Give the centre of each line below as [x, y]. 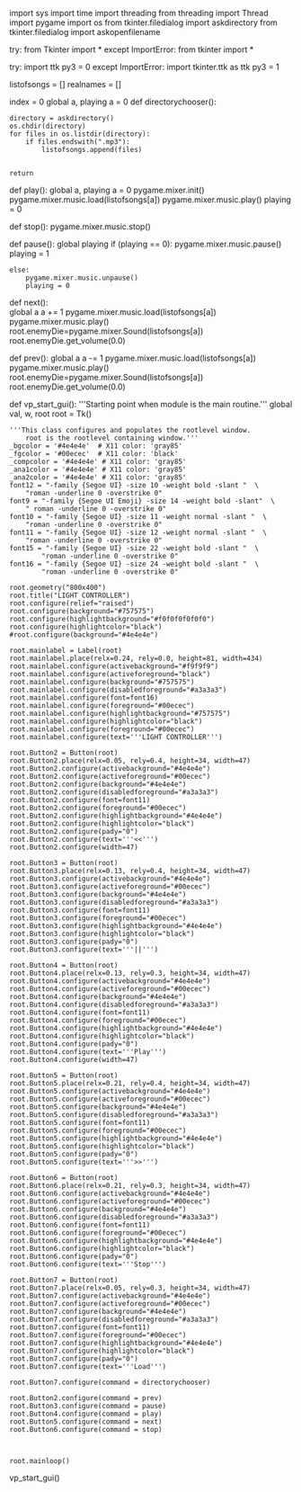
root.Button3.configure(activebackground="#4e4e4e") [110, 879]
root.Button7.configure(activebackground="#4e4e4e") [110, 1296]
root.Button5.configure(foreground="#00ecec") [98, 1130]
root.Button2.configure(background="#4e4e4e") [98, 784]
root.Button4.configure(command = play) [86, 1414]
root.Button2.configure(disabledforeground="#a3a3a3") [114, 792]
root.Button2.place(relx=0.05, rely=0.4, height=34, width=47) [130, 761]
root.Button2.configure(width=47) [74, 847]
